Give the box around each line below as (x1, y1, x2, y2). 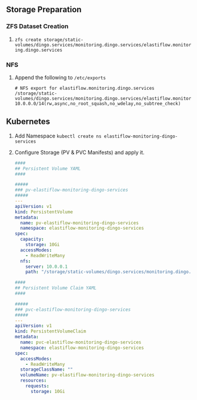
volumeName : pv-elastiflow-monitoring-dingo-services (20, 372, 155, 378)
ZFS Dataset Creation (6, 22, 69, 31)
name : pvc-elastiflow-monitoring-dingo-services (20, 340, 142, 345)
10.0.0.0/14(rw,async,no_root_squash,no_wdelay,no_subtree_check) (14, 100, 181, 106)
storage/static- (44, 36, 84, 43)
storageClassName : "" (20, 367, 74, 372)
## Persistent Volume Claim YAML (14, 285, 97, 291)
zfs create (14, 36, 42, 43)
